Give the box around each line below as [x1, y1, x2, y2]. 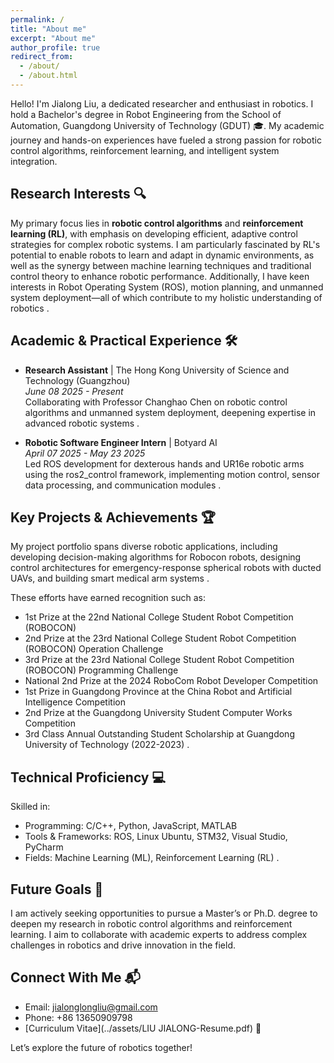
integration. [10, 155, 58, 167]
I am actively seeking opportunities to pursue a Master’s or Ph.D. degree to [10, 907, 318, 919]
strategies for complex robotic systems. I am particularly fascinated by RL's [10, 238, 321, 250]
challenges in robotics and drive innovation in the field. [10, 939, 237, 951]
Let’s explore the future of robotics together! [10, 1041, 193, 1053]
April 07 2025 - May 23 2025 [24, 447, 146, 459]
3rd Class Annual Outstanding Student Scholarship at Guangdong [24, 728, 295, 740]
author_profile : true [10, 42, 101, 53]
